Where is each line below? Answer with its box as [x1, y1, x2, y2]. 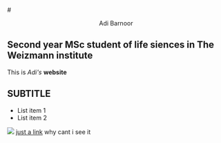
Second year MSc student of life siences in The [7, 39, 215, 51]
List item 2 [17, 113, 47, 122]
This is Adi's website [7, 68, 67, 76]
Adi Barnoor [99, 19, 133, 27]
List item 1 [17, 106, 46, 114]
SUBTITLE [7, 88, 51, 100]
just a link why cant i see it [15, 127, 91, 136]
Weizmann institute [7, 49, 93, 61]
